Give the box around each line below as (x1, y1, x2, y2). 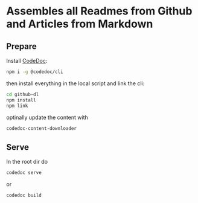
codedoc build (6, 192, 42, 199)
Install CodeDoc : (6, 57, 48, 64)
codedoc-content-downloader (6, 125, 77, 131)
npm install (6, 97, 36, 103)
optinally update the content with (6, 114, 89, 121)
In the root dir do (6, 158, 48, 166)
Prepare (6, 41, 37, 51)
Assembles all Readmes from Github (6, 4, 193, 18)
